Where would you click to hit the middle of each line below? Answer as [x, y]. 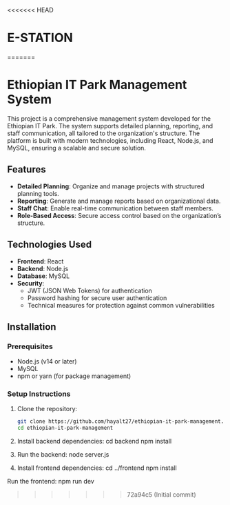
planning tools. [38, 193]
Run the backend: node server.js [63, 455]
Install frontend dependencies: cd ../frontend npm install [97, 468]
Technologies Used [49, 245]
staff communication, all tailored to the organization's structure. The [104, 133]
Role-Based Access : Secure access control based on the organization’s [119, 215]
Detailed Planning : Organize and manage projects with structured [111, 186]
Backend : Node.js [43, 268]
